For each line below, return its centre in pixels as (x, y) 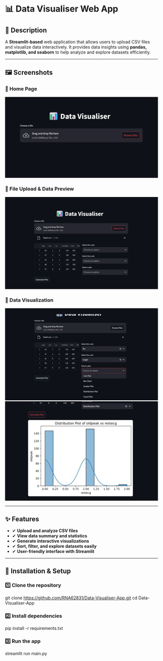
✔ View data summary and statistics (49, 536)
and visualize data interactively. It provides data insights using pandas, (76, 47)
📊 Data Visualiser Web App (62, 9)
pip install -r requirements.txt (34, 628)
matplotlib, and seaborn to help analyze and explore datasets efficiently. (78, 52)
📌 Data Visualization (29, 300)
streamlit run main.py (26, 654)
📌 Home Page (21, 89)
